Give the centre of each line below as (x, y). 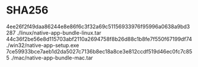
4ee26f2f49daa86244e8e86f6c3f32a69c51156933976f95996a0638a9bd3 (98, 26)
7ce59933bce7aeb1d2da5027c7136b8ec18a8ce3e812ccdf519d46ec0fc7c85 (99, 51)
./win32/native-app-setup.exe (43, 45)
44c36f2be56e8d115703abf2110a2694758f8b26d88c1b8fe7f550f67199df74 (99, 39)
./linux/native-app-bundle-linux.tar (59, 32)
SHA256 (27, 10)
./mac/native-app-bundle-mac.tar (52, 58)
